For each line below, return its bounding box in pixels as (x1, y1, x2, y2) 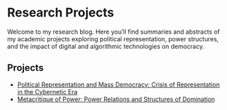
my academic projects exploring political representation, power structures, (7, 34, 219, 43)
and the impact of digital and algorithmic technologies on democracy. (7, 42, 205, 50)
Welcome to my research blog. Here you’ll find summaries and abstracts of (7, 27, 220, 36)
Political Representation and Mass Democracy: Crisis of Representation (17, 80, 220, 89)
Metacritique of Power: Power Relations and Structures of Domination (17, 95, 215, 103)
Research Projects (7, 5, 115, 21)
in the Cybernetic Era (17, 87, 78, 96)
